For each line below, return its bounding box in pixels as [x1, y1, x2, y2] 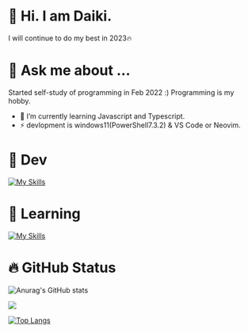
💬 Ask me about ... [8, 62, 131, 80]
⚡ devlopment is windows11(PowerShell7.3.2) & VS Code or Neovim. [19, 120, 242, 130]
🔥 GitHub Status [8, 259, 116, 276]
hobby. [8, 96, 31, 105]
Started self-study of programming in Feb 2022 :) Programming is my [8, 87, 235, 97]
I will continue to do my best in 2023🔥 [8, 33, 132, 43]
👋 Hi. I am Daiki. [8, 7, 113, 25]
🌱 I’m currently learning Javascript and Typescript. [19, 111, 185, 121]
